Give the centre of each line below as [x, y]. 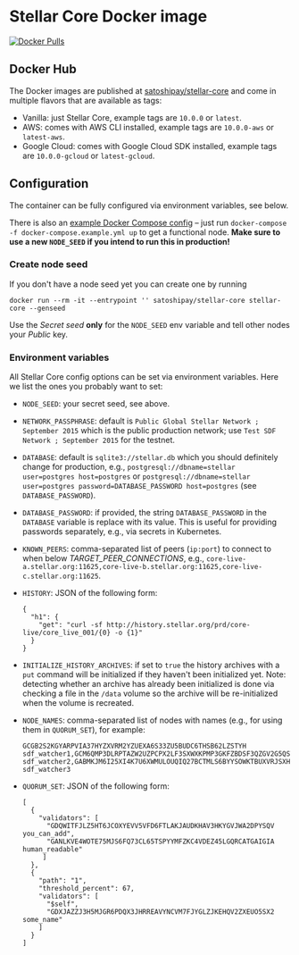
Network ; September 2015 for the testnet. [99, 440]
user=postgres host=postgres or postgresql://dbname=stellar [136, 476]
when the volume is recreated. [78, 703]
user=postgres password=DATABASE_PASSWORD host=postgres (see [139, 486]
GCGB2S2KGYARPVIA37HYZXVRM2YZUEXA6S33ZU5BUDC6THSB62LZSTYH [134, 746]
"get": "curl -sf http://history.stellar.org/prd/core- [145, 625]
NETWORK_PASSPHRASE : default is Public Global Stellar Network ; [141, 421]
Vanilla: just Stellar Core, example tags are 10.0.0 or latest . [132, 117]
